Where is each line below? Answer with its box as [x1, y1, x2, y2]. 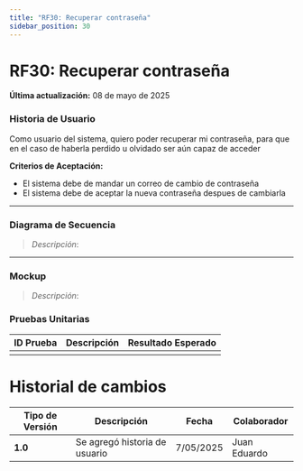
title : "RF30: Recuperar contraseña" [9, 13, 151, 23]
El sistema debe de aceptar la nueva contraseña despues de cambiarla [22, 187, 286, 199]
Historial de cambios [9, 376, 167, 397]
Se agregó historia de [75, 435, 167, 448]
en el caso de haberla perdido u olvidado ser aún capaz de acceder [9, 143, 262, 153]
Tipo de [23, 409, 58, 421]
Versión [23, 420, 58, 433]
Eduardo [232, 447, 269, 459]
